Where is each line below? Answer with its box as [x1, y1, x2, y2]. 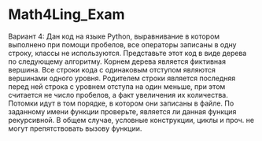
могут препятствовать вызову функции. [8, 124, 142, 133]
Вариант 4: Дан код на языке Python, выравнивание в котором [8, 32, 220, 41]
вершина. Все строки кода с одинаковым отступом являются [8, 65, 216, 74]
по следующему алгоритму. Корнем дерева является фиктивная [8, 57, 227, 66]
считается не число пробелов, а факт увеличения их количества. [8, 90, 228, 99]
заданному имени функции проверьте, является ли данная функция [8, 106, 237, 116]
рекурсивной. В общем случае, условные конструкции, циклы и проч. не [8, 115, 254, 124]
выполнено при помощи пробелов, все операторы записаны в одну [8, 39, 237, 49]
